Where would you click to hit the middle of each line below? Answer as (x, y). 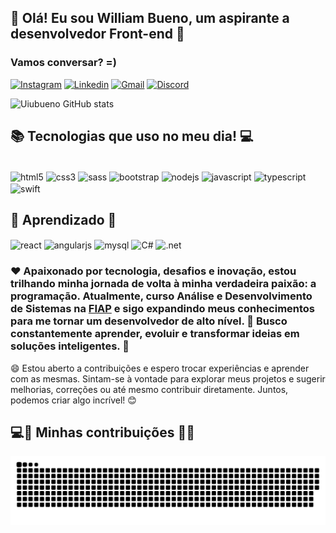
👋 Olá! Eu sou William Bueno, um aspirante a (150, 18)
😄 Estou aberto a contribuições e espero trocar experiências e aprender (160, 368)
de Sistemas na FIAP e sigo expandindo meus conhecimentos (163, 309)
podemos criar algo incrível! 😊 (73, 400)
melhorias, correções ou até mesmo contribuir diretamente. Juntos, (149, 389)
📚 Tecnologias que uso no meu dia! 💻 (132, 136)
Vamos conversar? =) (63, 63)
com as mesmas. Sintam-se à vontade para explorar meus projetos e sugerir (168, 378)
